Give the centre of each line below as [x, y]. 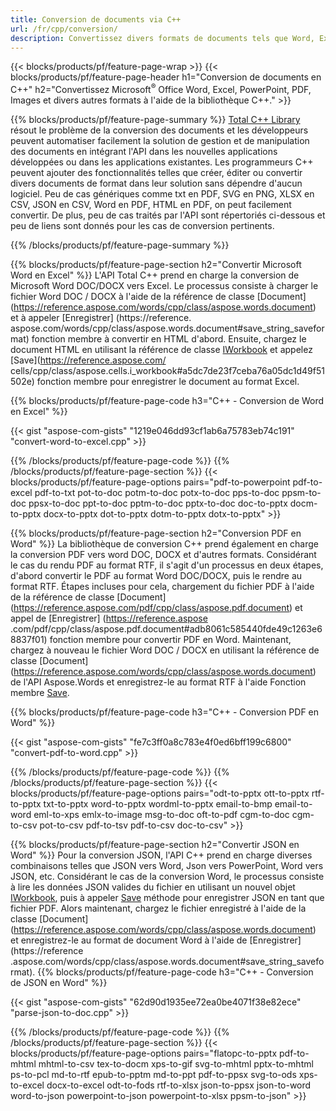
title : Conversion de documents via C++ [96, 19]
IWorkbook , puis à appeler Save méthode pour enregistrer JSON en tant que [167, 898]
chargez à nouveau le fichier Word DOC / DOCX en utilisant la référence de [165, 650]
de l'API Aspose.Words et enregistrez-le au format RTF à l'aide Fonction [158, 682]
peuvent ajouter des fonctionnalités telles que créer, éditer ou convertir [156, 173]
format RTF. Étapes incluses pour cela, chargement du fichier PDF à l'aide [162, 587]
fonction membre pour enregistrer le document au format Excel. [168, 382]
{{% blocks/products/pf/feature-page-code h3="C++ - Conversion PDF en [165, 712]
